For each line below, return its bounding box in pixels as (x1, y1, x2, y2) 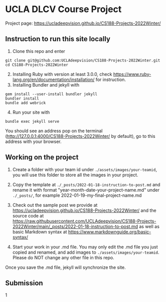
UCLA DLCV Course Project (5, 4, 122, 15)
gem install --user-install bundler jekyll (5, 92, 98, 97)
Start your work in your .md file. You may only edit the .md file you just (12, 244, 158, 250)
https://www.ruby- (113, 71, 151, 77)
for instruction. (95, 77, 126, 83)
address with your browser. (5, 138, 62, 144)
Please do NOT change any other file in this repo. (12, 254, 114, 260)
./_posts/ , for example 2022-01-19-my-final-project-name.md (12, 192, 142, 198)
